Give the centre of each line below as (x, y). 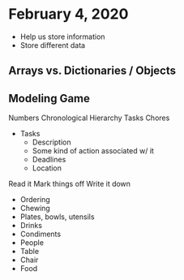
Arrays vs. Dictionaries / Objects (92, 71)
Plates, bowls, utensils (57, 217)
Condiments (41, 234)
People (32, 243)
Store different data (53, 45)
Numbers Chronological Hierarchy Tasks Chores (89, 118)
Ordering (35, 200)
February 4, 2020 (68, 14)
